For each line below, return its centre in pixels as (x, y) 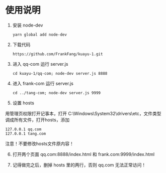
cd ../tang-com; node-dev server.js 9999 (56, 93)
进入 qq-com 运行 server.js (40, 64)
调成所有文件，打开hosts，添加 (37, 120)
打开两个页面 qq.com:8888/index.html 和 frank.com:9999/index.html (84, 154)
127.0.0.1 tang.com (26, 133)
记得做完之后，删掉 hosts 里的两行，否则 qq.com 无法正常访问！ (79, 165)
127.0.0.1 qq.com (23, 129)
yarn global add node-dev (39, 35)
